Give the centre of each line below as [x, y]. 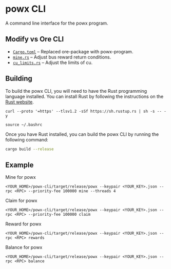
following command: [27, 139]
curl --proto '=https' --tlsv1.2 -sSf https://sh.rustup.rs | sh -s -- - [86, 111]
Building [19, 79]
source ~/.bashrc [24, 125]
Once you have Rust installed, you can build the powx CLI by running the [82, 134]
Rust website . [20, 102]
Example [20, 165]
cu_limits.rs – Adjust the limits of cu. [53, 63]
